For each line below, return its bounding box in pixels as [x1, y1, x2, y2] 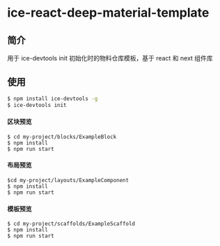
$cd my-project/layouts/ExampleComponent [7, 177, 129, 183]
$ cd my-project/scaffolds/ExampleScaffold [7, 220, 136, 227]
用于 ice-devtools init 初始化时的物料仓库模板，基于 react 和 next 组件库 [7, 54, 214, 62]
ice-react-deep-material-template [7, 5, 210, 21]
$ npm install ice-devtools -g [7, 95, 98, 102]
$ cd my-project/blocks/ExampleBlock [7, 133, 117, 140]
